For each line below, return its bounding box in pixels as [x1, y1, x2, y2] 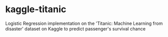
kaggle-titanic [5, 4, 67, 15]
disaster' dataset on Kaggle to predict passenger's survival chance [5, 25, 146, 31]
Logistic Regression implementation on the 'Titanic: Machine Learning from [5, 20, 163, 26]
